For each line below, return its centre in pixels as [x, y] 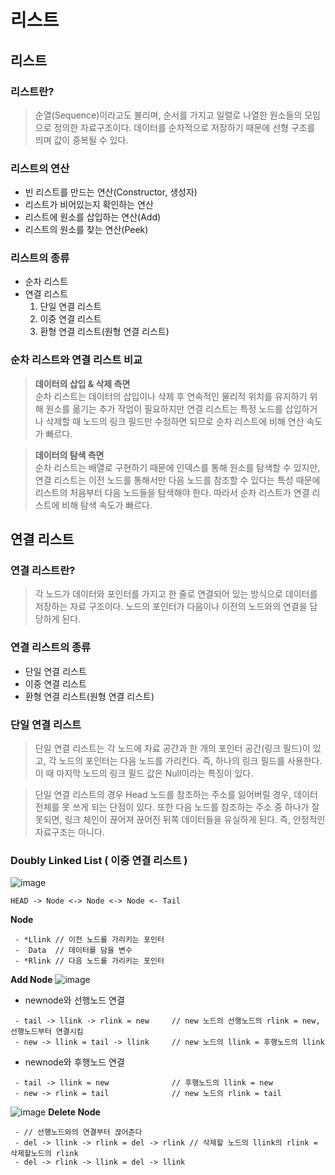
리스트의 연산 [40, 168]
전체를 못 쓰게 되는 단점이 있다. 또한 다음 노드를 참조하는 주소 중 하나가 [172, 807]
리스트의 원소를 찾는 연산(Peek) [86, 230]
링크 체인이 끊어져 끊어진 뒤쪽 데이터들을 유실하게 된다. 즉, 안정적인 [195, 820]
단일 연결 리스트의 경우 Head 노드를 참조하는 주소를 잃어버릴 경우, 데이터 [176, 795]
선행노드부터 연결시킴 [47, 1032]
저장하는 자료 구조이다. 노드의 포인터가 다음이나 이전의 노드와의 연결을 [171, 607]
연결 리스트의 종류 [51, 648]
